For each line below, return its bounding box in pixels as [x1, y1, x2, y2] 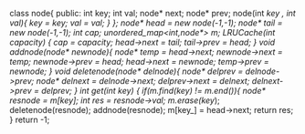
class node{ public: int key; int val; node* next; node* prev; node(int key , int [9, 8, 297, 18]
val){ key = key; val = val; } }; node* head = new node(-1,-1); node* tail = [9, 17, 283, 28]
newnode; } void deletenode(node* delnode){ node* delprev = [9, 66, 244, 77]
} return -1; [9, 114, 50, 125]
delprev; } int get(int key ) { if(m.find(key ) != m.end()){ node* [40, 86, 267, 96]
